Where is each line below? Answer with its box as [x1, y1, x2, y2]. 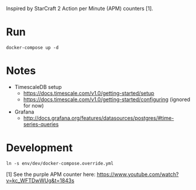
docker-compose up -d [6, 44, 59, 50]
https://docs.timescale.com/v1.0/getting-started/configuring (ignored [23, 96, 191, 103]
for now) [23, 102, 44, 109]
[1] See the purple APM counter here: [6, 171, 96, 178]
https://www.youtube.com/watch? [97, 171, 179, 178]
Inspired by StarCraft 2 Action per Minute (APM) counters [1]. [6, 5, 153, 12]
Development [6, 141, 73, 154]
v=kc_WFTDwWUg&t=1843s [6, 177, 75, 184]
